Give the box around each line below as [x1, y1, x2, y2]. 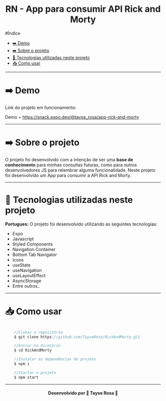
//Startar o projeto [14, 370, 56, 375]
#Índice [5, 30, 21, 36]
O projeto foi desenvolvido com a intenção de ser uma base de [5, 156, 133, 162]
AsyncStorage [12, 278, 41, 284]
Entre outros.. [12, 283, 41, 289]
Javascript [12, 236, 34, 242]
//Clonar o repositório [14, 329, 63, 335]
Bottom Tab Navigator [12, 252, 57, 257]
